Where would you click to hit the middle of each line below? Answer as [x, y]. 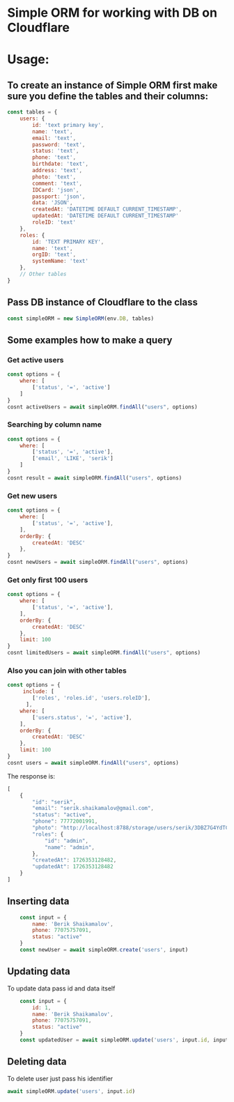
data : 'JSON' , [53, 203]
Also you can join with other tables [67, 671]
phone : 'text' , [54, 158]
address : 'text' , [57, 171]
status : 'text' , [56, 151]
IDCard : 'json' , [56, 190]
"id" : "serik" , [54, 802]
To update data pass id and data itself [61, 988]
